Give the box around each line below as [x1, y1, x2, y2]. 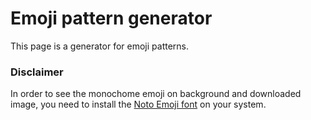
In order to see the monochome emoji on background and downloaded [10, 88, 302, 100]
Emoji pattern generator [10, 7, 213, 30]
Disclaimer [10, 65, 64, 79]
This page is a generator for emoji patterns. [10, 40, 190, 52]
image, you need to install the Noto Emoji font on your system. [10, 98, 267, 111]
